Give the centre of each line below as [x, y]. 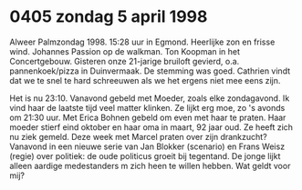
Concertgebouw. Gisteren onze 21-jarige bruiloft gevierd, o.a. [125, 61]
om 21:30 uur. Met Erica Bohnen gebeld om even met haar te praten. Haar [148, 117]
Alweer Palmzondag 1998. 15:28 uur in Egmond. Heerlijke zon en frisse [142, 42]
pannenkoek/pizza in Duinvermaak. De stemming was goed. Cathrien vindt [150, 71]
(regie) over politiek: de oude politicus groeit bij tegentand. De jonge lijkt [145, 155]
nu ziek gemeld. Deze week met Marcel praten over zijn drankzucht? [138, 136]
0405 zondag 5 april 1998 [109, 17]
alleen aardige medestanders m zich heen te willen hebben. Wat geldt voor [150, 165]
